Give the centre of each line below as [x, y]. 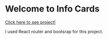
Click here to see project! [30, 22]
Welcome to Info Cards [52, 9]
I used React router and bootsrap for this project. [54, 31]
